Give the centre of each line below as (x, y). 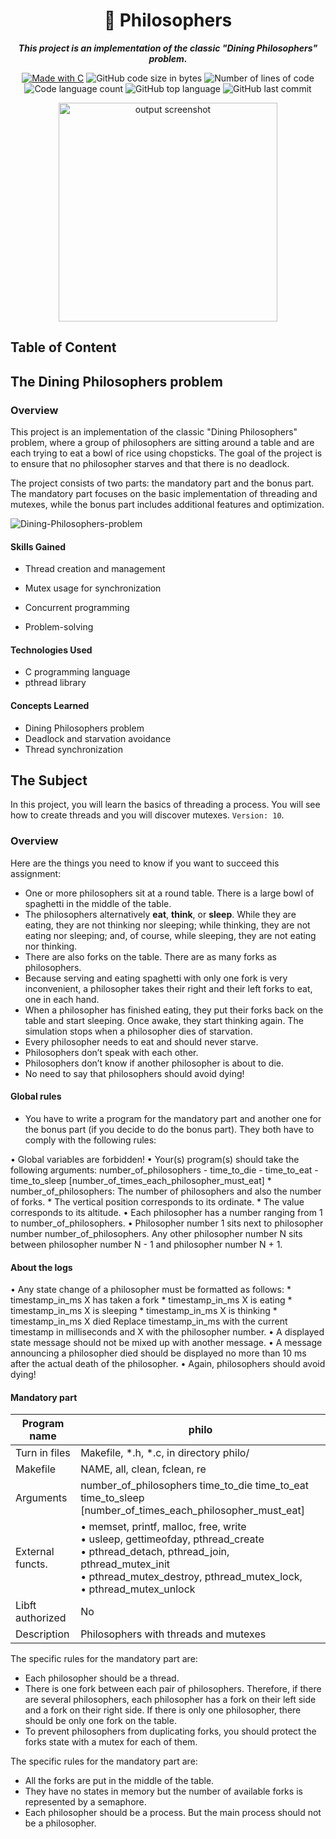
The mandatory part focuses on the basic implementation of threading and (164, 494)
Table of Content (63, 347)
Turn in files (43, 1453)
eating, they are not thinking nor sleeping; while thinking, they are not (167, 925)
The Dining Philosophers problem (116, 381)
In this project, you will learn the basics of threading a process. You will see (165, 805)
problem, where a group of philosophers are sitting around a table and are (162, 443)
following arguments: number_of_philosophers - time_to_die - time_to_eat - (164, 1170)
